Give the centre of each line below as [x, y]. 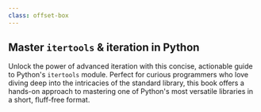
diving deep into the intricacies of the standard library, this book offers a [126, 83]
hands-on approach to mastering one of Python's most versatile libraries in [131, 91]
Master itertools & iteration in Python [104, 48]
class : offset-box [38, 15]
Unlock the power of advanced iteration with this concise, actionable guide [130, 66]
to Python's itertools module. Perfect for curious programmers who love [129, 75]
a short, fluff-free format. [49, 100]
